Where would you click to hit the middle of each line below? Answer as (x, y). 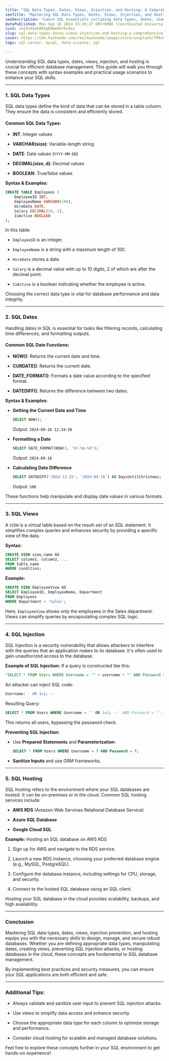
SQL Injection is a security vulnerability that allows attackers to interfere (80, 645)
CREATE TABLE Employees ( (32, 192)
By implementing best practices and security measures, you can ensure (80, 969)
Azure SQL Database (35, 820)
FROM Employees (21, 597)
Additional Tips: (25, 992)
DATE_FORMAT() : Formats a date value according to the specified (81, 375)
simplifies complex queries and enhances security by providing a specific (81, 530)
